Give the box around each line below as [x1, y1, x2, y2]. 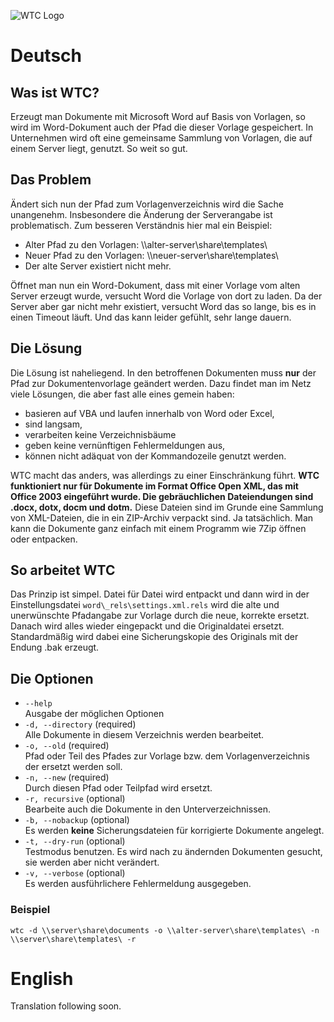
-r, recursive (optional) [24, 793, 126, 805]
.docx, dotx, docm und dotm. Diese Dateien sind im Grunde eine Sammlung [10, 501, 324, 513]
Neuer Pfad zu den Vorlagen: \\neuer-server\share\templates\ [24, 249, 279, 261]
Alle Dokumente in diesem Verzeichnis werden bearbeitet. [24, 729, 265, 741]
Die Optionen [10, 670, 94, 687]
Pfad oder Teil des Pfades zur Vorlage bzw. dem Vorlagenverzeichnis [24, 750, 310, 762]
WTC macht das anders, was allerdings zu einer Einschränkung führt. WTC [10, 469, 320, 481]
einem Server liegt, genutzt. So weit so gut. [10, 143, 188, 154]
